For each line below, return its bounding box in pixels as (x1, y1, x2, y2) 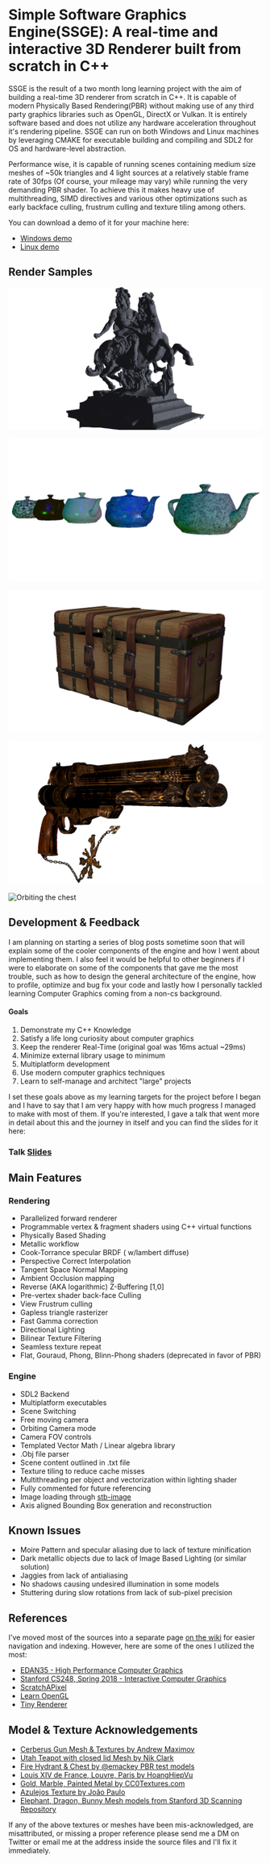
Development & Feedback (8, 916, 140, 929)
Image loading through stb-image (19, 1491, 131, 1501)
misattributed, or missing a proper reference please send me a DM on (8, 1828, 239, 1839)
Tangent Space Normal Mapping (19, 1265, 128, 1275)
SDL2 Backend (19, 1389, 70, 1399)
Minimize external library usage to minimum (19, 1050, 165, 1060)
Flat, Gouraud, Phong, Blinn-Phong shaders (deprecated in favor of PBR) (19, 1350, 262, 1360)
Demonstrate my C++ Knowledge (19, 1025, 131, 1034)
